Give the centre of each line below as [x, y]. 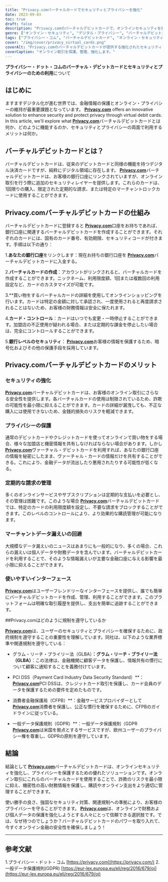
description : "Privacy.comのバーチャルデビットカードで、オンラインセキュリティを [83, 29]
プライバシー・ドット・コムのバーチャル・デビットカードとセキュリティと [82, 67]
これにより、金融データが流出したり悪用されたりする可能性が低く [86, 462]
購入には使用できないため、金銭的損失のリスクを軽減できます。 [71, 411]
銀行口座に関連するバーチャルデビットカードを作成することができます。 [79, 232]
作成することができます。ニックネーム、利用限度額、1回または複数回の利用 [82, 278]
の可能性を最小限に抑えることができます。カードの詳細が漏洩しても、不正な [83, 405]
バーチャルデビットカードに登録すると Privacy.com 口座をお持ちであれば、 [82, 226]
